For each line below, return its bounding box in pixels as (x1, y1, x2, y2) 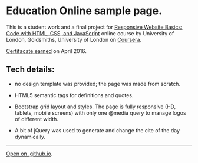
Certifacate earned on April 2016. (6, 47, 87, 54)
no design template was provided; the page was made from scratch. (14, 80, 181, 87)
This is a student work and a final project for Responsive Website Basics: (6, 24, 183, 31)
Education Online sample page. (6, 4, 163, 18)
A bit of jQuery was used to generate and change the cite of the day (14, 127, 180, 134)
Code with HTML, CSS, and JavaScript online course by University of (6, 29, 174, 36)
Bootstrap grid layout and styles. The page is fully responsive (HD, (14, 103, 176, 110)
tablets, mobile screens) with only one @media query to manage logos (14, 109, 187, 116)
